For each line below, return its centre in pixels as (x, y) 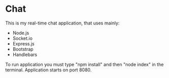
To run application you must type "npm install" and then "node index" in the (84, 64)
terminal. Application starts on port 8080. (48, 70)
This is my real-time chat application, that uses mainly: (62, 23)
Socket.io (23, 38)
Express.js (23, 43)
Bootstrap (23, 49)
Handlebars (25, 55)
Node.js (21, 33)
